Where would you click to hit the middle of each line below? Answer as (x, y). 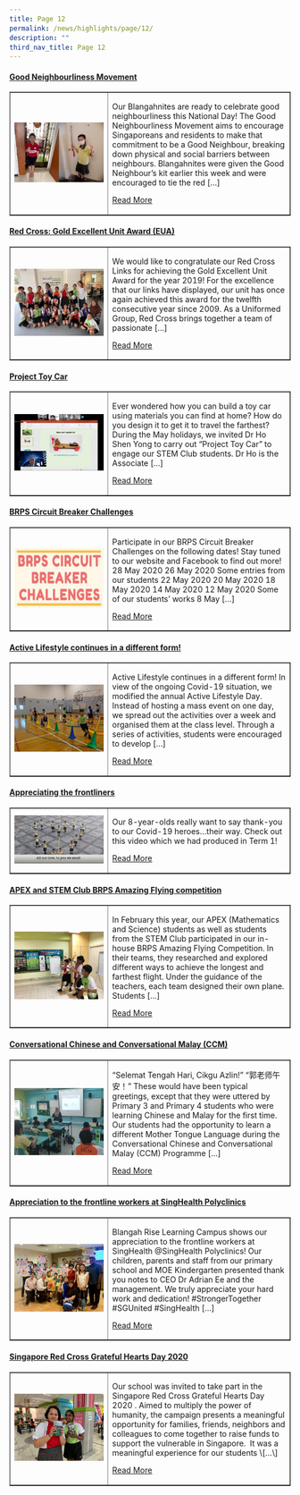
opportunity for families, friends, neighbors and (199, 1424)
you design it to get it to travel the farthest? (191, 426)
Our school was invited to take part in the (187, 1387)
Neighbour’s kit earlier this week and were (189, 173)
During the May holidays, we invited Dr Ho (189, 435)
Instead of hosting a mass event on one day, (193, 705)
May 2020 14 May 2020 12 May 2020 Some (195, 589)
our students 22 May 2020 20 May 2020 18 (194, 579)
